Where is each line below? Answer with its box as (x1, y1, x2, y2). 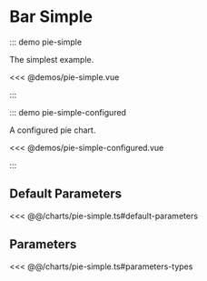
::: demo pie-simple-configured (9, 106, 127, 117)
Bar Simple (9, 6, 94, 27)
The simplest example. (9, 54, 94, 65)
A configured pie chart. (9, 125, 96, 135)
